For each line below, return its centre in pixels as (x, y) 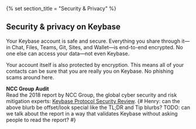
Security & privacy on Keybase (63, 27)
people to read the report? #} (41, 120)
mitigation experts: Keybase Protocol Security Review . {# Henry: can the (93, 101)
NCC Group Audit (27, 89)
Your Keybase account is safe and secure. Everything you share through (93, 41)
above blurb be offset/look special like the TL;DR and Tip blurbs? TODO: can (98, 107)
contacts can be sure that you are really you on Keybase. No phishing (90, 71)
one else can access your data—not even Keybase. (68, 53)
